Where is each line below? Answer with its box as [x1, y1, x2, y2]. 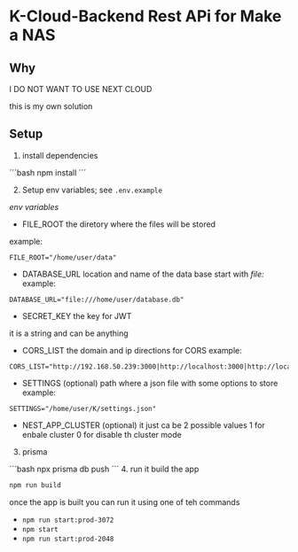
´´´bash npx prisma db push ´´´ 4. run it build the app [9, 463, 200, 474]
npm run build [9, 480, 62, 489]
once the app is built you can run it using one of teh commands [9, 496, 240, 507]
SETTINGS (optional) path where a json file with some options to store [21, 377, 278, 388]
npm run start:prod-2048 [21, 534, 114, 543]
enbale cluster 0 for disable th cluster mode [21, 429, 182, 439]
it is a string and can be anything [9, 328, 129, 338]
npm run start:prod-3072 [21, 516, 114, 525]
